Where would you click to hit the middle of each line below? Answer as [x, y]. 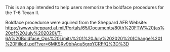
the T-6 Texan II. [22, 13]
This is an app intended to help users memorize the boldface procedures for [85, 7]
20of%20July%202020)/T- [34, 33]
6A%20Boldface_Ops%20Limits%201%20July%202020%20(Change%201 [84, 38]
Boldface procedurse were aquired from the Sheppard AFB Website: [76, 22]
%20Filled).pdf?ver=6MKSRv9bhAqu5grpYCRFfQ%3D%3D [67, 44]
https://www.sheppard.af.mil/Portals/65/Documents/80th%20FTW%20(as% [85, 28]
